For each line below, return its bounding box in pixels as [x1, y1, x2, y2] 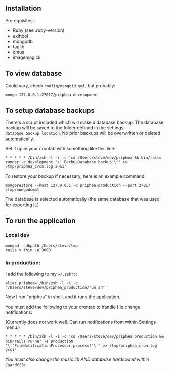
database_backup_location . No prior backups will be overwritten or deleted [5, 130, 161, 137]
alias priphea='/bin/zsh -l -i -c [5, 281, 78, 286]
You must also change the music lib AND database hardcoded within [5, 356, 149, 362]
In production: [5, 259, 41, 266]
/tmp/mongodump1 [5, 187, 39, 192]
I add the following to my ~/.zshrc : [5, 271, 77, 277]
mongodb [12, 38, 33, 44]
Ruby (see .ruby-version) [12, 27, 65, 33]
